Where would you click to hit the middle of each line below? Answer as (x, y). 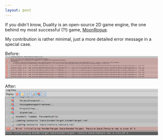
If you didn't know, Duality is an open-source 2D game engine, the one (76, 25)
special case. (18, 44)
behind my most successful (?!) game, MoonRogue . (57, 29)
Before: (12, 54)
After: (11, 86)
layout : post (18, 10)
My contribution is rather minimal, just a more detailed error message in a (78, 39)
